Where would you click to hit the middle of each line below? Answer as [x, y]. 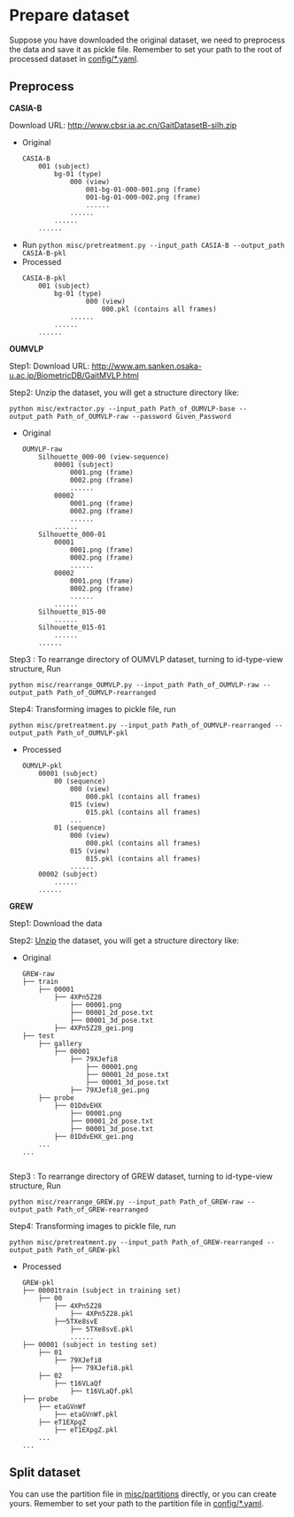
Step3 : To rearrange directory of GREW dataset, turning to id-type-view [141, 1176]
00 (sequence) [80, 781]
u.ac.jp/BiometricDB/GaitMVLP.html [74, 375]
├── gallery [60, 1043]
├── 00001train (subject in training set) [101, 1290]
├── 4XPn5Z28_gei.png [94, 1028]
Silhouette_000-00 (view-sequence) [104, 457]
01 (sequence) [80, 828]
